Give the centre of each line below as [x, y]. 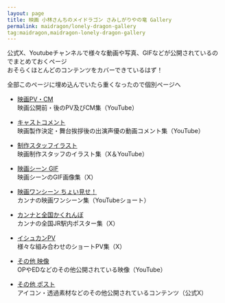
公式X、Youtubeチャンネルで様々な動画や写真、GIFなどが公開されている [110, 53]
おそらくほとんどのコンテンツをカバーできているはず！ [85, 70]
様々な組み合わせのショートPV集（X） [71, 247]
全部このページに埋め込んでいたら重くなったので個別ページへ [94, 85]
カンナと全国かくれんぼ [50, 215]
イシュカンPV [36, 238]
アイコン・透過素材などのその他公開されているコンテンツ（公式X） [112, 293]
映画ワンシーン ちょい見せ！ [57, 192]
